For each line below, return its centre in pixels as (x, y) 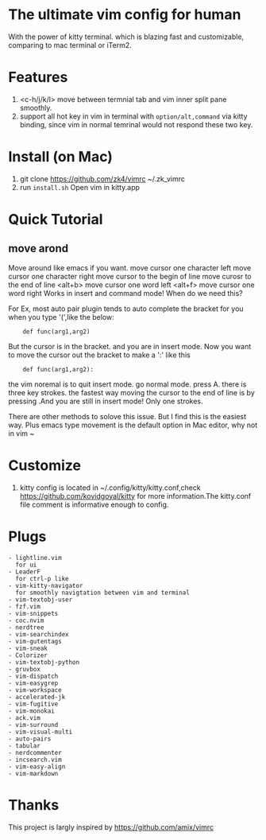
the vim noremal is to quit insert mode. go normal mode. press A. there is (127, 384)
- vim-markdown (33, 773)
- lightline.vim (35, 558)
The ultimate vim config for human (125, 15)
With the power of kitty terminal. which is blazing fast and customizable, (126, 37)
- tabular (25, 745)
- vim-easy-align (37, 766)
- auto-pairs (30, 739)
